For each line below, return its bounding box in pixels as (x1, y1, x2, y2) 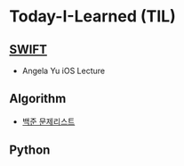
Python (9, 143, 51, 158)
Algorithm (9, 91, 67, 106)
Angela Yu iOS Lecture (21, 65, 105, 76)
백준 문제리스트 (21, 116, 76, 127)
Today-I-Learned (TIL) (9, 6, 176, 27)
